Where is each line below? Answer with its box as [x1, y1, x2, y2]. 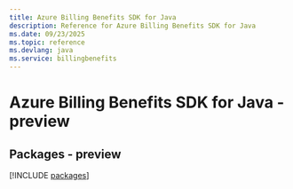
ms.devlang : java [9, 46, 74, 55]
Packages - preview [9, 146, 122, 161]
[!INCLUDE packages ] [9, 170, 90, 180]
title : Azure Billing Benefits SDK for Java [9, 12, 177, 22]
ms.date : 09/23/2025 [9, 29, 86, 38]
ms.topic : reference [9, 37, 86, 47]
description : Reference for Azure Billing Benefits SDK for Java [9, 21, 256, 30]
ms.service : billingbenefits [9, 54, 117, 63]
